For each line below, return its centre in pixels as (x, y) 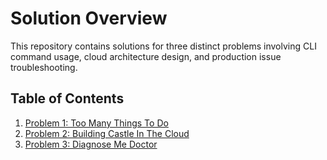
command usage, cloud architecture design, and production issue (146, 56)
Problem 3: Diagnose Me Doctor (91, 144)
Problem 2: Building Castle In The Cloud (107, 133)
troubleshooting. (44, 67)
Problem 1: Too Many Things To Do (96, 123)
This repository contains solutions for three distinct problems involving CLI (163, 46)
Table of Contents (67, 98)
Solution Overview (89, 18)
